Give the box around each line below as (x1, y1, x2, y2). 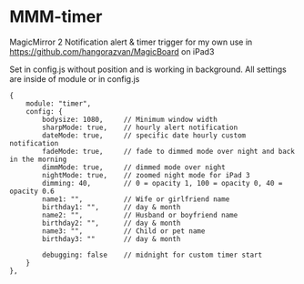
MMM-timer (9, 6, 103, 27)
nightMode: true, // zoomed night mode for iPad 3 (42, 170, 250, 179)
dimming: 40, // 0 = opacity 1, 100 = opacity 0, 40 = (42, 178, 283, 188)
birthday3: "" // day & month (42, 234, 181, 243)
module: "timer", (25, 98, 92, 108)
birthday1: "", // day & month (42, 202, 181, 211)
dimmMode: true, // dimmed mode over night (42, 162, 226, 172)
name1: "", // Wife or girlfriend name (42, 194, 230, 204)
